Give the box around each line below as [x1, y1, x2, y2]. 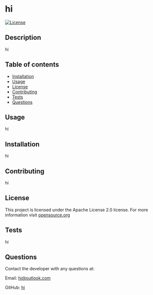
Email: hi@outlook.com [5, 275, 51, 281]
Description [5, 33, 41, 42]
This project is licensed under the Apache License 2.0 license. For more [5, 207, 149, 213]
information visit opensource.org [5, 212, 70, 218]
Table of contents [5, 61, 59, 69]
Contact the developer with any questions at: [5, 266, 95, 272]
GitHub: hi [5, 285, 25, 291]
